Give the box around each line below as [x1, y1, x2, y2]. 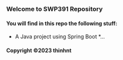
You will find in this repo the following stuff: [6, 20, 118, 27]
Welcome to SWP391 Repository [6, 5, 103, 13]
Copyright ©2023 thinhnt [6, 47, 72, 54]
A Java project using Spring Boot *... [14, 33, 106, 40]
